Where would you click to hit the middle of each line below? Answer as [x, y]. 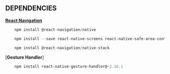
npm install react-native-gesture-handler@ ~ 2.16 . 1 [69, 67]
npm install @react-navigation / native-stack [62, 48]
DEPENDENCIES [31, 8]
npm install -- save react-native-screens [58, 39]
